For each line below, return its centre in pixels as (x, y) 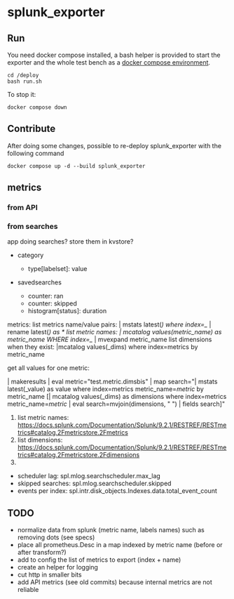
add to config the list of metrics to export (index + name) (99, 560)
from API (23, 208)
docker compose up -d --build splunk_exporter (76, 166)
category (30, 255)
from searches (33, 227)
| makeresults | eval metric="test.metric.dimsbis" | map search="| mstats (112, 382)
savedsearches (39, 282)
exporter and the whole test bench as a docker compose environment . (109, 62)
